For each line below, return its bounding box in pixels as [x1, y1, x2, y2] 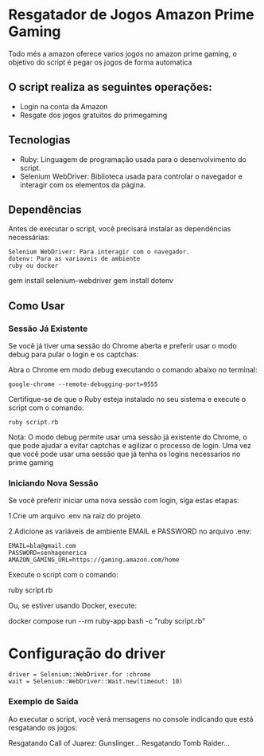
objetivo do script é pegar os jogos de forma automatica [8, 57, 192, 67]
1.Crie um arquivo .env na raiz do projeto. [8, 511, 143, 521]
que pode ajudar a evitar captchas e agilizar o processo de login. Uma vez [8, 441, 252, 451]
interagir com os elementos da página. [19, 179, 146, 189]
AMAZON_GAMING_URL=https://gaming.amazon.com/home [8, 556, 180, 564]
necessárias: [8, 233, 50, 242]
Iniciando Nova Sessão [8, 477, 99, 488]
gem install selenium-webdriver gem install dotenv [8, 276, 173, 285]
